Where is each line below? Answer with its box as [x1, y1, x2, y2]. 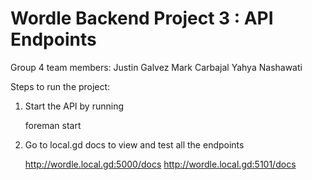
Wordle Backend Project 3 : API [10, 7, 274, 30]
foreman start [24, 119, 82, 131]
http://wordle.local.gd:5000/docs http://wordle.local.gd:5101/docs [24, 158, 297, 170]
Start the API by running [24, 100, 124, 112]
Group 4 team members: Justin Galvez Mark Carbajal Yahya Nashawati [10, 61, 303, 73]
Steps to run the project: [10, 80, 111, 92]
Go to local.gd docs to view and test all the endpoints [24, 138, 245, 151]
